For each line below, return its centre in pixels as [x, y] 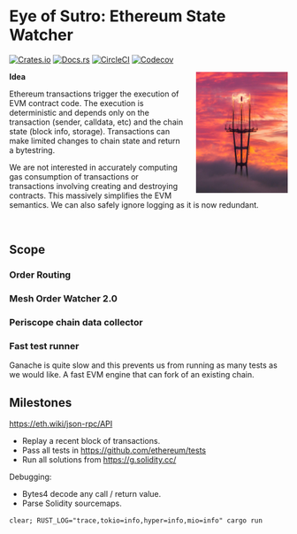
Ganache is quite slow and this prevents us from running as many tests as [144, 365]
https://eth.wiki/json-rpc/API [61, 424]
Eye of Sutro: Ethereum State [118, 16]
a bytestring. [32, 150]
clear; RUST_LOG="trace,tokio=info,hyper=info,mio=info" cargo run [136, 521]
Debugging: [30, 477]
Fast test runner [44, 347]
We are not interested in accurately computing [94, 167]
